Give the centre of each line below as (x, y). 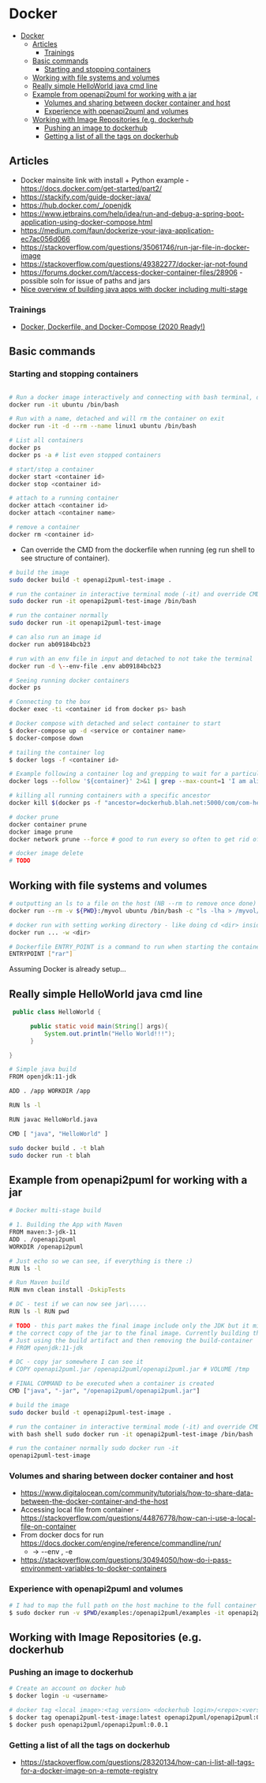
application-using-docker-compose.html (86, 222)
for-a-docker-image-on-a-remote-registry (89, 1770)
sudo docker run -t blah (50, 1156)
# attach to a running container (64, 498)
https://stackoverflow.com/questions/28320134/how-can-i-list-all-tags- (137, 1762)
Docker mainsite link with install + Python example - (105, 180)
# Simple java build (43, 1069)
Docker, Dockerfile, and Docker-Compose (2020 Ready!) (113, 327)
